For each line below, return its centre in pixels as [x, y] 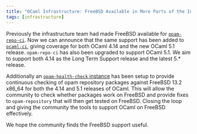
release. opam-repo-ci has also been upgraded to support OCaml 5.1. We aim [98, 52]
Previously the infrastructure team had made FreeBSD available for [87, 33]
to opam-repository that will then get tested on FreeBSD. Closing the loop [94, 101]
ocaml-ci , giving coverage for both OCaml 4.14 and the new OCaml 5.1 [90, 46]
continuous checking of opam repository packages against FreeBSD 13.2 [94, 82]
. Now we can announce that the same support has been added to [104, 40]
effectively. [20, 113]
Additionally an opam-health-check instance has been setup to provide [90, 76]
